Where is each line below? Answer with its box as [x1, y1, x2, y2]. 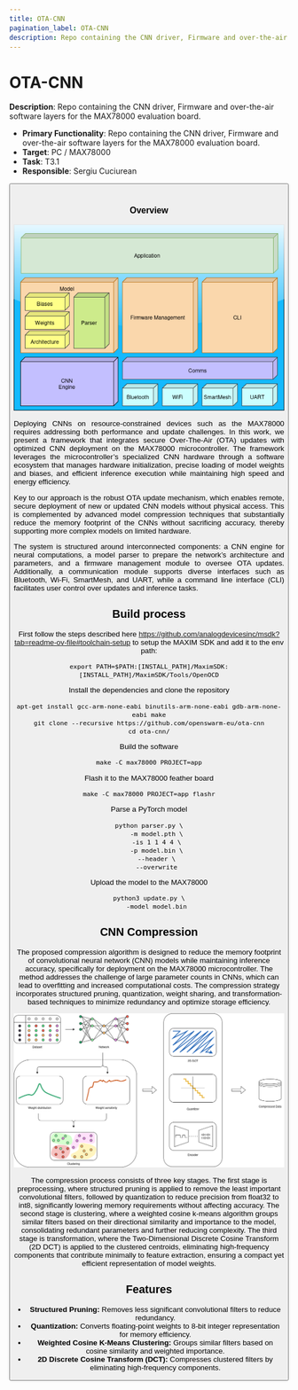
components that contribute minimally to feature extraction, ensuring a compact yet [13, 1251, 285, 1261]
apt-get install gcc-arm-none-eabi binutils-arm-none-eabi [16, 701, 229, 711]
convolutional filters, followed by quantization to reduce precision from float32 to [19, 1192, 279, 1202]
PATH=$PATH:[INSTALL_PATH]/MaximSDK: [96, 661, 229, 671]
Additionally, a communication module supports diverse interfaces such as [13, 566, 285, 576]
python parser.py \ [114, 821, 184, 830]
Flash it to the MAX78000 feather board [83, 773, 215, 783]
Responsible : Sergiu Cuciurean [21, 166, 137, 176]
